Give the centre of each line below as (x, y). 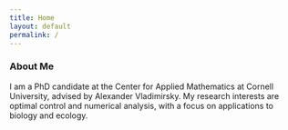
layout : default (40, 26)
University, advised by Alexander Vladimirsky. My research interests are (144, 95)
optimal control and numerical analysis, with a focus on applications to (141, 105)
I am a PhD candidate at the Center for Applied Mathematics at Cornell (142, 86)
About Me (32, 66)
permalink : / (34, 35)
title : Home (32, 18)
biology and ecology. (49, 115)
